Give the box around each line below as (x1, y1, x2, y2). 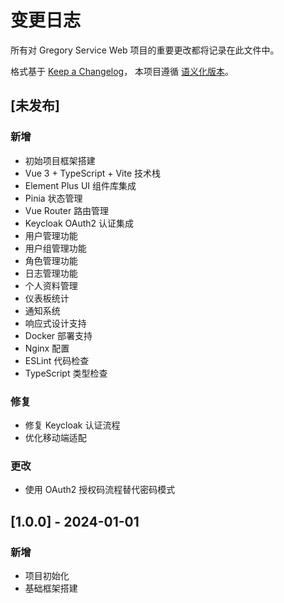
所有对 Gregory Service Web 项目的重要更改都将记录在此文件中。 (10, 44, 280, 56)
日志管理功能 (24, 267, 78, 279)
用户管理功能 (24, 229, 78, 241)
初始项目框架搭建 (24, 154, 96, 166)
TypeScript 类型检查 (24, 367, 108, 379)
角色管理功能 (24, 254, 78, 266)
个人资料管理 (24, 279, 78, 291)
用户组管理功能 (24, 242, 87, 254)
